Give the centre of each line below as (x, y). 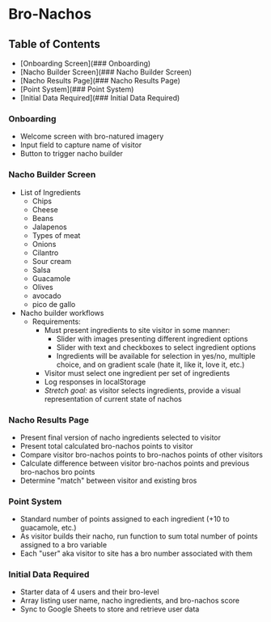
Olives (43, 287)
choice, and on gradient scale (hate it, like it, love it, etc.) (150, 364)
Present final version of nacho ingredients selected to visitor (120, 437)
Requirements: (56, 322)
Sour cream (51, 261)
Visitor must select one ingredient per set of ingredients (137, 373)
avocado (47, 296)
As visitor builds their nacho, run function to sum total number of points (139, 536)
